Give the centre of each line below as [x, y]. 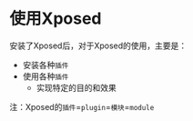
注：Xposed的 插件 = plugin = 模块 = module [82, 106]
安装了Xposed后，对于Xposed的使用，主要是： [98, 45]
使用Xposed [56, 19]
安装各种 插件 [46, 65]
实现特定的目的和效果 [76, 87]
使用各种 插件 [46, 76]
